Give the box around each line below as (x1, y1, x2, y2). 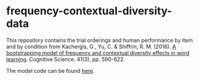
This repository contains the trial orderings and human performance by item (6, 36, 193, 44)
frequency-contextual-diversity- (6, 4, 172, 18)
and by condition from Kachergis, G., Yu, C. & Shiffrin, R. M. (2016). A (6, 43, 176, 50)
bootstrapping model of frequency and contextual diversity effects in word (6, 49, 189, 56)
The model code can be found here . (6, 67, 94, 74)
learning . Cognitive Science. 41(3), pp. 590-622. (6, 56, 125, 63)
